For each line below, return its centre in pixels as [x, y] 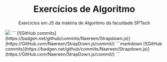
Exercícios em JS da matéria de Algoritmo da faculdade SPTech [84, 23]
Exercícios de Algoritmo [84, 9]
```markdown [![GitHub [139, 44]
